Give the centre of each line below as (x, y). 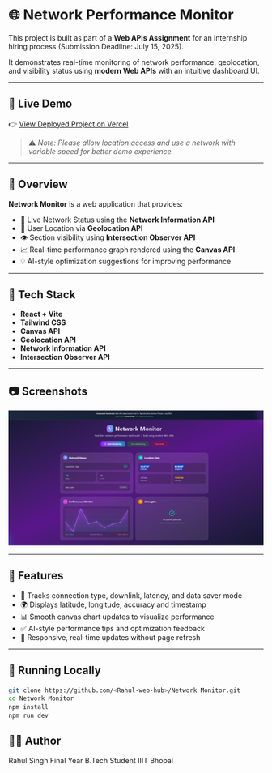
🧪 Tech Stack (42, 295)
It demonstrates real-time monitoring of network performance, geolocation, (134, 62)
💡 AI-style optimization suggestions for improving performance (125, 261)
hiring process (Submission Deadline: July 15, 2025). (96, 46)
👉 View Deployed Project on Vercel (68, 124)
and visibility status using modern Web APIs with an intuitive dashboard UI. (134, 70)
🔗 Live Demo (40, 104)
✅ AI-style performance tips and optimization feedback (112, 628)
